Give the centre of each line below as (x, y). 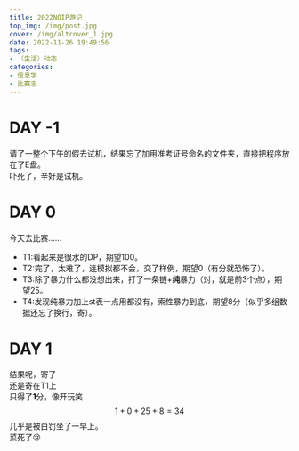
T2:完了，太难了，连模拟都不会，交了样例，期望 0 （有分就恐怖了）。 (145, 268)
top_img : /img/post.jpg (53, 26)
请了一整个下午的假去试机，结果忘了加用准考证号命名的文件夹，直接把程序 (145, 153)
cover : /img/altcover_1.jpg (61, 34)
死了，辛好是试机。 (52, 175)
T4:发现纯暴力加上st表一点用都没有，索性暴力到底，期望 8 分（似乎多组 (151, 301)
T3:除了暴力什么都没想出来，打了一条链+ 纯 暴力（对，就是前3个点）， (148, 279)
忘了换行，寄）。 (67, 312)
